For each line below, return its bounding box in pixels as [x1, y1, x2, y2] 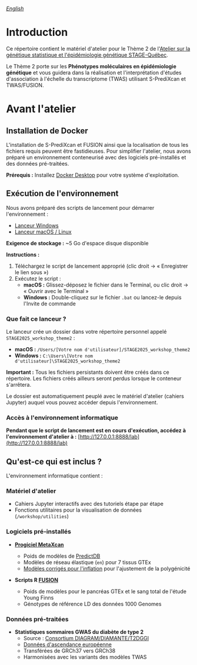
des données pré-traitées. [6, 160, 69, 167]
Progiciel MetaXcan [14, 541, 64, 548]
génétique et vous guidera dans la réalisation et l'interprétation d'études [6, 69, 182, 76]
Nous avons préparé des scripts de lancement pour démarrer [6, 204, 155, 211]
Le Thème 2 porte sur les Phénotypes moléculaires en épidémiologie [6, 62, 176, 70]
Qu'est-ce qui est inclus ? [6, 456, 102, 466]
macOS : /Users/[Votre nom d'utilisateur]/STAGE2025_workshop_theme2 [14, 346, 191, 353]
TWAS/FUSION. [6, 81, 44, 88]
